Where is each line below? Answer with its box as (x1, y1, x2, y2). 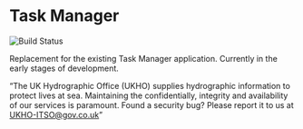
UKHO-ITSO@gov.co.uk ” (9, 109, 103, 120)
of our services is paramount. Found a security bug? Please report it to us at (9, 99, 295, 110)
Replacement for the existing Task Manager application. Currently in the (9, 53, 279, 64)
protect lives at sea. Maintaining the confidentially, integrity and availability (9, 90, 288, 101)
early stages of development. (9, 63, 120, 74)
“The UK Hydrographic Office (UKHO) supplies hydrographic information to (9, 80, 290, 91)
